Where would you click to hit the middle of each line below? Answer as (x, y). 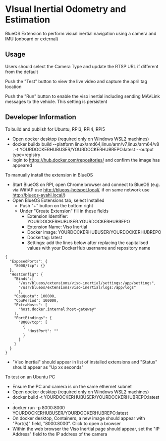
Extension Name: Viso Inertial (57, 227)
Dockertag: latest (45, 237)
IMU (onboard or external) (32, 39)
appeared (22, 165)
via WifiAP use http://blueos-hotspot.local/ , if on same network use (81, 189)
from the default (22, 72)
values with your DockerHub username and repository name (89, 248)
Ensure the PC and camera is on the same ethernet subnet (72, 386)
